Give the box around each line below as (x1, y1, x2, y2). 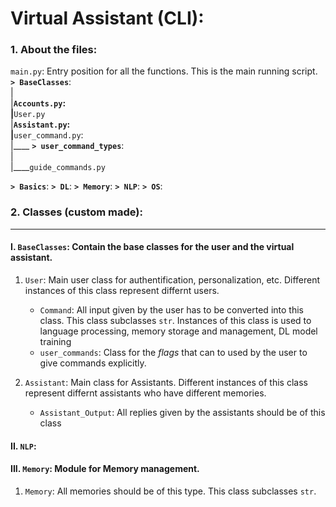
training (39, 335, 72, 347)
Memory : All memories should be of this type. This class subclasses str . (24, 485, 317, 497)
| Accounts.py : (10, 97, 67, 109)
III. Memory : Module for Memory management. (10, 463, 200, 475)
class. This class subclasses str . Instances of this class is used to (39, 314, 312, 326)
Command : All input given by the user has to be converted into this (39, 303, 304, 316)
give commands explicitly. (39, 357, 147, 369)
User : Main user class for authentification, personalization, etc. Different (24, 273, 321, 286)
